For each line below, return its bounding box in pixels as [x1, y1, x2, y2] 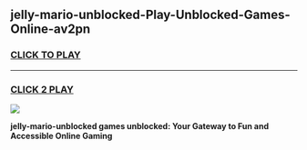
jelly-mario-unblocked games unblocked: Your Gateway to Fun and [10, 120, 270, 131]
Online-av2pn [10, 22, 91, 37]
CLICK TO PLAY [10, 49, 81, 62]
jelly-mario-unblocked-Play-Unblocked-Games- [10, 7, 291, 23]
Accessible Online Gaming [10, 130, 113, 141]
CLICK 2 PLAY [10, 83, 74, 95]
